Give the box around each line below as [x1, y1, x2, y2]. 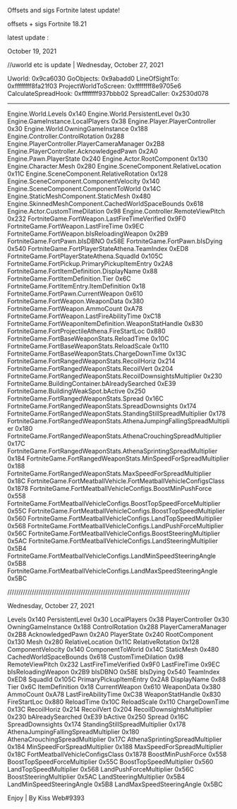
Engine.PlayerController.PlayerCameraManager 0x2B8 [7, 140, 165, 147]
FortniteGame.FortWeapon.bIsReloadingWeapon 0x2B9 [7, 229, 169, 238]
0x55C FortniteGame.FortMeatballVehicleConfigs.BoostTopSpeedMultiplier [7, 507, 226, 515]
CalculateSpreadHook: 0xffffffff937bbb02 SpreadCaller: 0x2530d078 [7, 90, 209, 97]
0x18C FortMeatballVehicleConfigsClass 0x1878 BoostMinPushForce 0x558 [7, 750, 227, 758]
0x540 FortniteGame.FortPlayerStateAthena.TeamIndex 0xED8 [7, 245, 189, 253]
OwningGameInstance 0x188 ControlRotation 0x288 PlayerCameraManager [7, 623, 227, 631]
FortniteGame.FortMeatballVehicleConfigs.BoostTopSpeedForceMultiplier [7, 499, 221, 507]
